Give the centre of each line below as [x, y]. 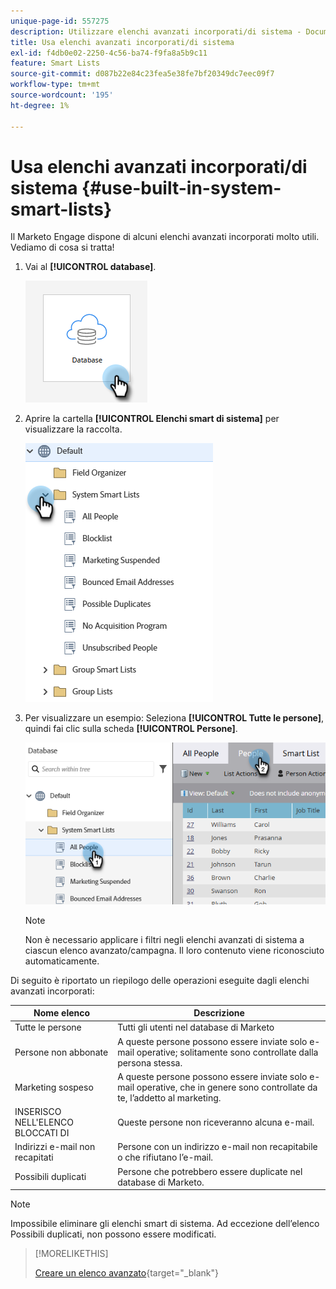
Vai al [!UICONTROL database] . [90, 267]
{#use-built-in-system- [181, 187]
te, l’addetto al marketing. [169, 1097]
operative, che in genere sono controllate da [227, 1087]
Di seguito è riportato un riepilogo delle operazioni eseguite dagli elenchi [160, 980]
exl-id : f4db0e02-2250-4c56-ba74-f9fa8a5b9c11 [109, 53]
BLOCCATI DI [42, 1133]
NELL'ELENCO [44, 1122]
